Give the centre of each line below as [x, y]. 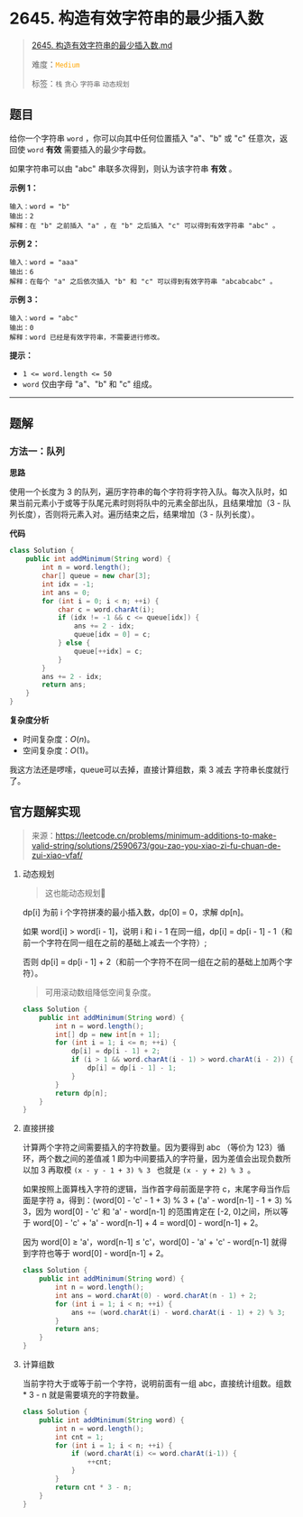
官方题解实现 [45, 812]
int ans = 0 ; [66, 593]
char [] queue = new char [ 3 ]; [96, 576]
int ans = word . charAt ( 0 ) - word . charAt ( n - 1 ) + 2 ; [156, 1295]
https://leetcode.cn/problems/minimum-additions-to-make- [166, 835]
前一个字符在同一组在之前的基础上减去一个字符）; [115, 942]
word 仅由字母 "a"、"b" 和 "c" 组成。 [90, 383]
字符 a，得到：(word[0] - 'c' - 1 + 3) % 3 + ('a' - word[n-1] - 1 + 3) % [165, 1200]
